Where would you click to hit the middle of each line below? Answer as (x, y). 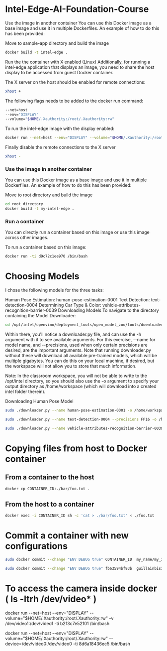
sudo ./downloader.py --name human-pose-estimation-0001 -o (69, 410)
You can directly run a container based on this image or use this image (78, 232)
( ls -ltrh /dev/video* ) (51, 599)
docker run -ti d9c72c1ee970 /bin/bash (46, 257)
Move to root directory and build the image (49, 195)
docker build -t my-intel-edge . (40, 209)
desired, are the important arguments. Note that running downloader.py (78, 350)
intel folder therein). (25, 391)
